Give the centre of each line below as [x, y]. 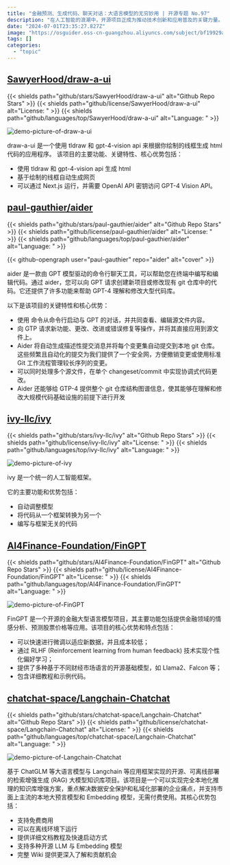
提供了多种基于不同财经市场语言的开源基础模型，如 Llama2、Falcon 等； [119, 668]
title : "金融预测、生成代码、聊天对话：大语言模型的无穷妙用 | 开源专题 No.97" [108, 13]
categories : [24, 45]
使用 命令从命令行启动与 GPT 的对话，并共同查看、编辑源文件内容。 [113, 320]
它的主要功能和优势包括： [43, 492]
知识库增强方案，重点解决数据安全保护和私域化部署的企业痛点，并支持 [118, 788]
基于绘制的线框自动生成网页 [56, 177]
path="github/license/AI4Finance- [133, 569]
